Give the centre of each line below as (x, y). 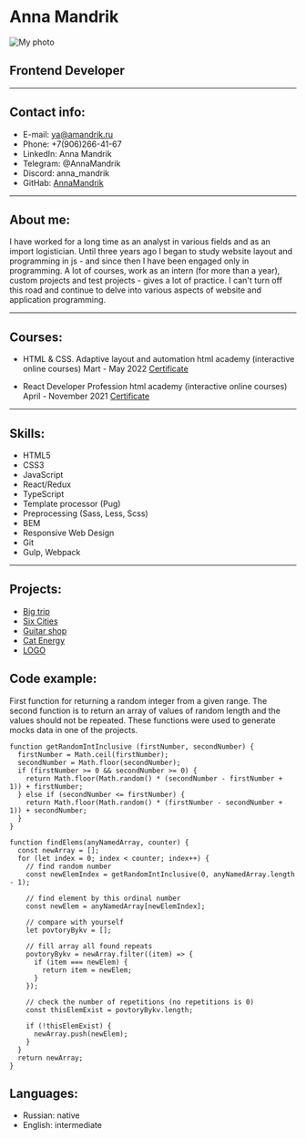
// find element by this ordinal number (103, 898)
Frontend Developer (67, 71)
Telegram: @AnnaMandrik (71, 163)
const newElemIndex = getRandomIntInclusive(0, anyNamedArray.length (161, 874)
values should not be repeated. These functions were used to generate (143, 720)
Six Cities (40, 621)
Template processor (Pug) (71, 504)
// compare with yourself (75, 922)
